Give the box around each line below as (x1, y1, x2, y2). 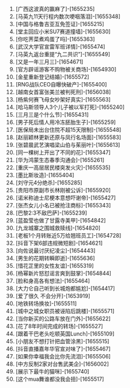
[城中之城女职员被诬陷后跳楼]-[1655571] (15, 308, 115, 314)
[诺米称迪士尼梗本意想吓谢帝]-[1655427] (15, 194, 116, 201)
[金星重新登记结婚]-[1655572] (15, 73, 90, 80)
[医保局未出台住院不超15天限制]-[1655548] (15, 126, 122, 133)
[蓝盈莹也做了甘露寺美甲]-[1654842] (15, 217, 106, 224)
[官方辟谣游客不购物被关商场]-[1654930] (15, 66, 117, 73)
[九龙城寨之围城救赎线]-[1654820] (15, 224, 101, 231)
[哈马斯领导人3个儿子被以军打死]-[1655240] (15, 103, 125, 111)
